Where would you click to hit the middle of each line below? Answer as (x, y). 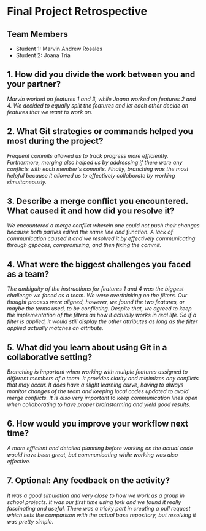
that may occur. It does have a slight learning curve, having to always (95, 385)
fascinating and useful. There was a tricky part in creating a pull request (99, 508)
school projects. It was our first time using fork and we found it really (94, 502)
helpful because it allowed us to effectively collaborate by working (91, 175)
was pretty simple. (30, 521)
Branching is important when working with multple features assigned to (97, 372)
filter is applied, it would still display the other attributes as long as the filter (102, 321)
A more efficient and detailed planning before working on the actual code (100, 448)
